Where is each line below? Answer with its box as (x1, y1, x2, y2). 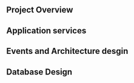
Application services (6, 25, 87, 36)
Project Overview (6, 5, 73, 15)
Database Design (6, 67, 73, 77)
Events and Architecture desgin (6, 46, 129, 56)
